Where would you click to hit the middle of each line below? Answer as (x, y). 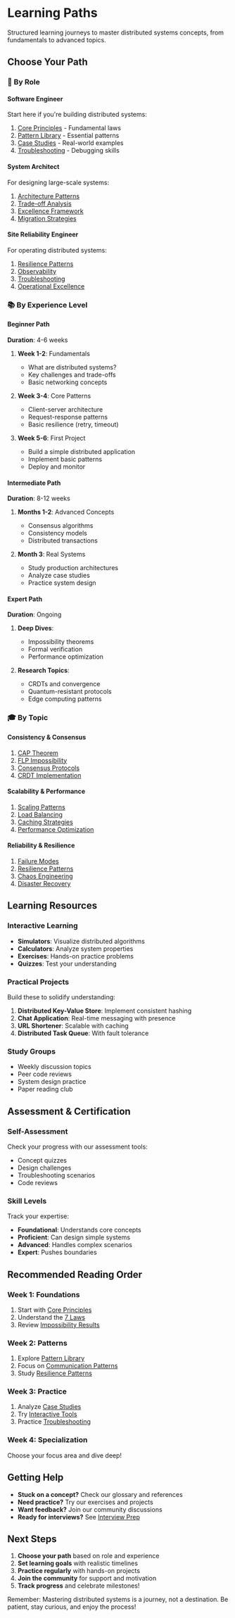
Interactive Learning (43, 925)
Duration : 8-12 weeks (39, 498)
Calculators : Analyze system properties (75, 949)
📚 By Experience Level (47, 305)
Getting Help (36, 1478)
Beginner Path (28, 324)
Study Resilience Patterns (55, 1373)
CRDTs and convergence (64, 684)
